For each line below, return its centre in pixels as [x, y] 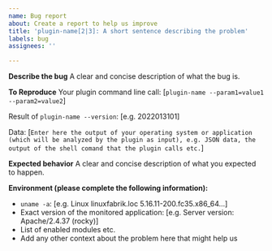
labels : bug [28, 39]
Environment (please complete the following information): [108, 188]
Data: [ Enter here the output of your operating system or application [131, 132]
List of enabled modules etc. [68, 230]
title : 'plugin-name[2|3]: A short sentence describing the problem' [129, 31]
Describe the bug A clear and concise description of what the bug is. [124, 76]
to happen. [26, 172]
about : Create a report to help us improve [83, 24]
